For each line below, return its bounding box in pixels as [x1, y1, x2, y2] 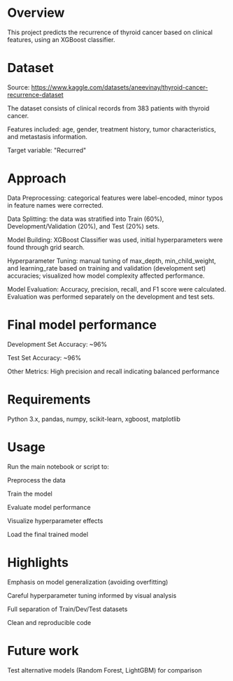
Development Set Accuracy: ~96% [7, 340, 107, 348]
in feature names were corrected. [7, 201, 104, 209]
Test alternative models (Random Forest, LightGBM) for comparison [7, 666, 202, 674]
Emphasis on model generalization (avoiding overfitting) [7, 578, 169, 586]
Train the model [7, 489, 52, 498]
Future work [7, 643, 79, 659]
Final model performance [7, 317, 157, 333]
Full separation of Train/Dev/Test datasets [7, 605, 128, 613]
